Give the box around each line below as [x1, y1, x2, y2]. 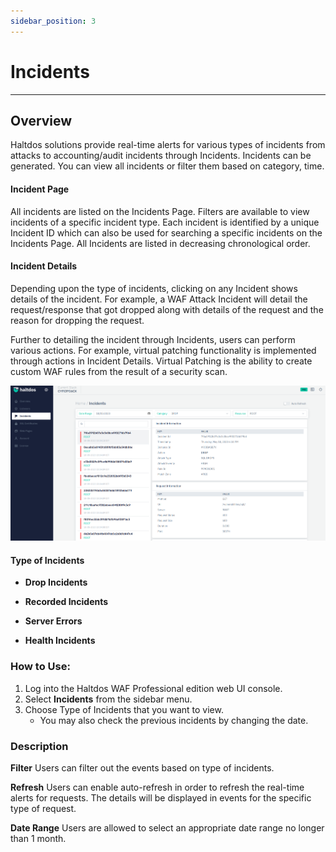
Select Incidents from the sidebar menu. [24, 693, 193, 705]
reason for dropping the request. [10, 314, 145, 326]
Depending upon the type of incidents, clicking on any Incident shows [10, 282, 298, 294]
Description [10, 739, 69, 753]
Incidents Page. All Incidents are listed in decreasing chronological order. [10, 237, 311, 249]
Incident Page [10, 183, 70, 195]
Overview [10, 112, 73, 129]
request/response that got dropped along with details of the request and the [10, 303, 324, 315]
